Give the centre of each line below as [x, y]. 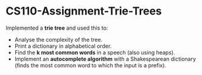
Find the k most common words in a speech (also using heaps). [95, 52]
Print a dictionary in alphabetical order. [63, 46]
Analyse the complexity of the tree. [58, 39]
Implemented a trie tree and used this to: [57, 28]
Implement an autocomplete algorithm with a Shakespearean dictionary [105, 59]
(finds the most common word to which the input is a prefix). [90, 65]
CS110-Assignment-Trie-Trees [84, 11]
